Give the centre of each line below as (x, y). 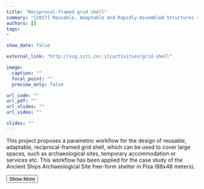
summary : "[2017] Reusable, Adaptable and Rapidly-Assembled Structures (100, 18)
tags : (13, 29)
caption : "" (27, 73)
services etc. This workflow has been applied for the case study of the (95, 160)
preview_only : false (38, 84)
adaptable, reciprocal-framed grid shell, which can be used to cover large (99, 147)
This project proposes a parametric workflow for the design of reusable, (97, 140)
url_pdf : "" (21, 101)
